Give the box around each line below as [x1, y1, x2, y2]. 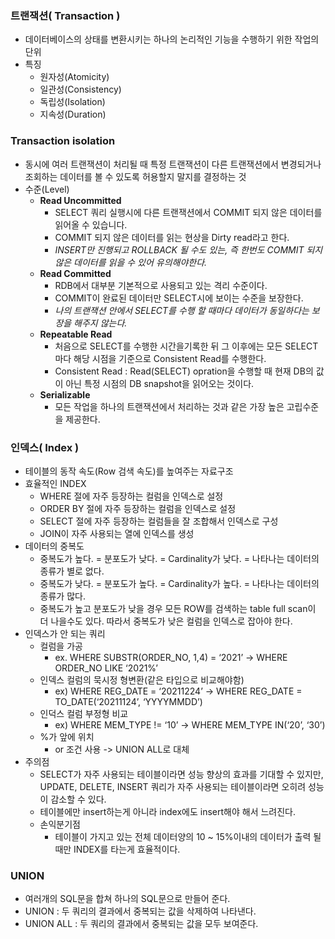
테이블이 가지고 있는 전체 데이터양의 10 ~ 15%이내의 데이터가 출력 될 [54, 830, 322, 842]
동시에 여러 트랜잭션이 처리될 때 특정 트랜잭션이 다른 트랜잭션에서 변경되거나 [24, 158, 322, 170]
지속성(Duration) [39, 108, 107, 121]
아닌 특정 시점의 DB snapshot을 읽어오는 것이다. [65, 377, 255, 389]
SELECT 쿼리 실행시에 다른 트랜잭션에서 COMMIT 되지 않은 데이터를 [54, 206, 323, 218]
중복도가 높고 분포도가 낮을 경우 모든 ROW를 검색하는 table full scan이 [39, 602, 317, 614]
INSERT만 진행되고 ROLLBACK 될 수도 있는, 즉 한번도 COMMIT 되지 [54, 243, 323, 256]
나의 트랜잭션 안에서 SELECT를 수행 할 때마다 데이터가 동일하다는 [54, 304, 310, 316]
